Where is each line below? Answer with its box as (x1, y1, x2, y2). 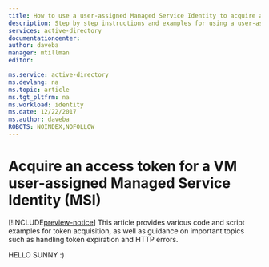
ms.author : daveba (8, 115, 70, 124)
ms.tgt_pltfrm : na (8, 93, 70, 101)
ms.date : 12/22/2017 (8, 108, 78, 116)
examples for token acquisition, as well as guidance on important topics (8, 225, 245, 236)
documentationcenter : (8, 34, 81, 42)
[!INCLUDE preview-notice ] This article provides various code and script (8, 217, 246, 227)
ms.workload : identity (8, 101, 84, 109)
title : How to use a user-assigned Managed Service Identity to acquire (8, 11, 256, 20)
